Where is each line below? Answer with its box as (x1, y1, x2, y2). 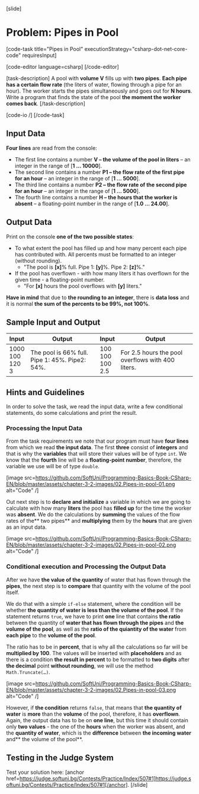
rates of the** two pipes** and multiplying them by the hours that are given (6, 517, 192, 525)
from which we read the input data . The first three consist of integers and (6, 444, 188, 451)
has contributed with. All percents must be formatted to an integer (14, 250, 176, 258)
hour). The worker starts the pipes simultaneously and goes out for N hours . (6, 87, 192, 94)
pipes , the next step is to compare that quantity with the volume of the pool (6, 582, 191, 589)
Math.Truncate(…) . (6, 668, 50, 675)
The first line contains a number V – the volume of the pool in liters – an (14, 155, 191, 163)
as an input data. (6, 523, 47, 531)
